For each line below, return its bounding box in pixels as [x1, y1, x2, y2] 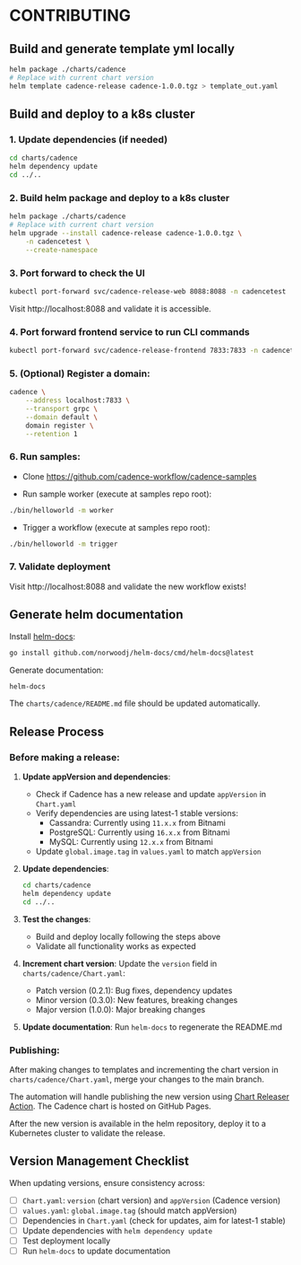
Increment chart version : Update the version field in [21, 958, 218, 969]
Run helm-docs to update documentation [21, 1245, 171, 1257]
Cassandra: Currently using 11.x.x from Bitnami [48, 818, 226, 829]
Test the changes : [21, 913, 91, 925]
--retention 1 [25, 429, 78, 438]
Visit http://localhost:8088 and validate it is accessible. [9, 303, 212, 314]
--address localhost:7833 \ [25, 396, 130, 405]
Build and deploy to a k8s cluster [9, 107, 195, 122]
